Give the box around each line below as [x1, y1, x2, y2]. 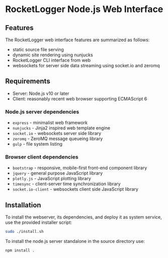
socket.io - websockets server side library [12, 131, 102, 137]
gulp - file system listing [12, 141, 63, 147]
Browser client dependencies [5, 154, 79, 161]
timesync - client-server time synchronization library [12, 181, 121, 187]
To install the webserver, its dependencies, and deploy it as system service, [5, 214, 162, 220]
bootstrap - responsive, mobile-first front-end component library [12, 165, 147, 171]
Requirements [5, 77, 50, 86]
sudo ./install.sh [5, 229, 44, 234]
